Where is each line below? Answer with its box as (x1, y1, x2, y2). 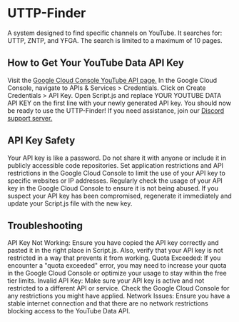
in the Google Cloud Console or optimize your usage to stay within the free (7, 269, 227, 278)
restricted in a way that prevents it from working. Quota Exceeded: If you (7, 253, 221, 262)
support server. (7, 114, 53, 122)
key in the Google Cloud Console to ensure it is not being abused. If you (7, 183, 219, 192)
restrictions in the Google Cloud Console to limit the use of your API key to (7, 168, 226, 177)
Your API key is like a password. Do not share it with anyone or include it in (7, 154, 227, 162)
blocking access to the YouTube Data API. (7, 307, 131, 316)
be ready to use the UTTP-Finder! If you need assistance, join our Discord (7, 106, 225, 115)
